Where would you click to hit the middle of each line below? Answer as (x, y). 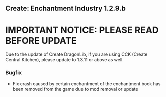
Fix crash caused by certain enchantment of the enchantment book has (87, 84)
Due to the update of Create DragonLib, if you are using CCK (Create (76, 54)
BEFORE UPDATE (41, 40)
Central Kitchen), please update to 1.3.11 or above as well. (65, 60)
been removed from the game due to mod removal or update (75, 89)
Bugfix (13, 73)
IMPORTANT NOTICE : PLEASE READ (82, 30)
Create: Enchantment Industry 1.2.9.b (65, 8)
